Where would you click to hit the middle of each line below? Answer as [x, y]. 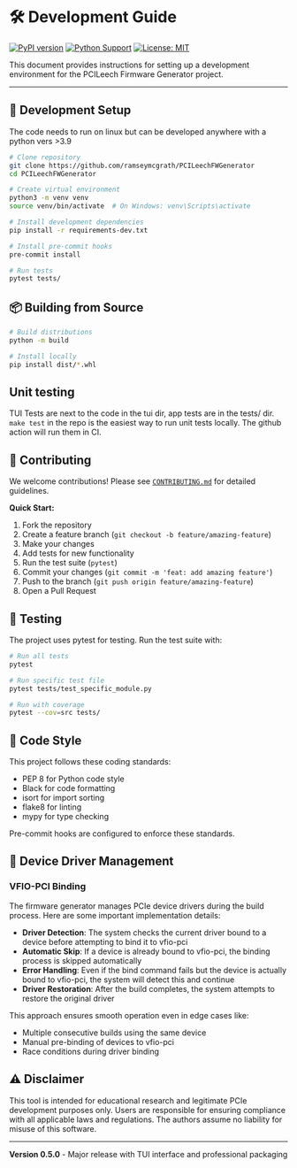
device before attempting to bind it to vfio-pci [105, 941]
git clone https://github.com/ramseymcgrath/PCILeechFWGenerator [132, 165]
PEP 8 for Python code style [73, 779]
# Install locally [43, 356]
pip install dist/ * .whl [53, 365]
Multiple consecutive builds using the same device [114, 1033]
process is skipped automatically [82, 960]
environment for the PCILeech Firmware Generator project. [116, 74]
